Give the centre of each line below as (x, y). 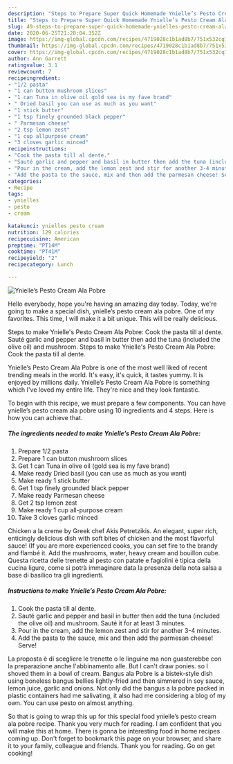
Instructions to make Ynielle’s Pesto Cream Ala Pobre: (87, 591)
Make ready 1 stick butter (54, 480)
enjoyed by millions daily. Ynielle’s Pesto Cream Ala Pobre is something (109, 382)
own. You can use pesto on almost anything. (71, 703)
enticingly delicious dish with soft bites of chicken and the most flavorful (111, 538)
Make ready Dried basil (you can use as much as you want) (102, 473)
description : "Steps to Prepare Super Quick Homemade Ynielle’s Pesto (112, 14)
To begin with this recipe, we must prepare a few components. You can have (117, 403)
